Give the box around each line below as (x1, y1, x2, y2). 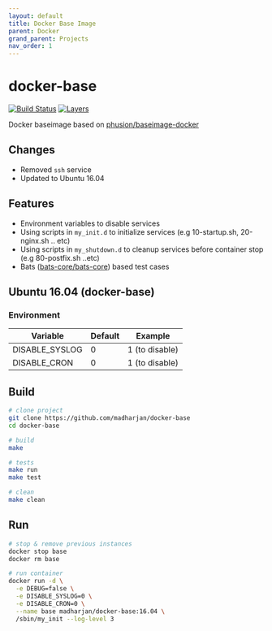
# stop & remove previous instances (8, 539, 132, 548)
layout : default (8, 11, 63, 20)
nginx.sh (19, 236, 50, 245)
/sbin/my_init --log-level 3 (15, 615, 114, 623)
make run (8, 466, 38, 474)
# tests (8, 458, 35, 467)
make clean (8, 496, 45, 504)
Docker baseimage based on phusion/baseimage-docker (8, 119, 200, 130)
